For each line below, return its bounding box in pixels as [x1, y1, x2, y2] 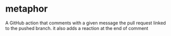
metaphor [5, 3, 48, 15]
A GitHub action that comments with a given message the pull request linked [5, 20, 166, 26]
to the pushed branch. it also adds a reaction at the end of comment [5, 25, 149, 31]
